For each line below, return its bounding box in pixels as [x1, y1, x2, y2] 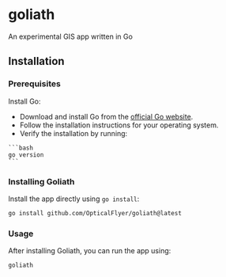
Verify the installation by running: [19, 128, 128, 138]
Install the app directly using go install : [8, 194, 140, 203]
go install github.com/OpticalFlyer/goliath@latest [8, 209, 182, 217]
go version [8, 150, 44, 159]
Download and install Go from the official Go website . [19, 112, 194, 121]
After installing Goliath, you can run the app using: [8, 246, 171, 256]
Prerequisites [8, 78, 61, 89]
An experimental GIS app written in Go [8, 32, 133, 41]
